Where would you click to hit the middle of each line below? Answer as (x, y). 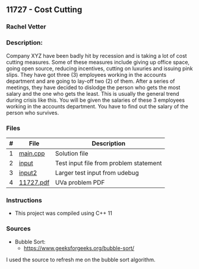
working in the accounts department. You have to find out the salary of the (97, 106)
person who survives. (33, 112)
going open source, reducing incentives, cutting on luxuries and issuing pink (99, 68)
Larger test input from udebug (97, 173)
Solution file (72, 153)
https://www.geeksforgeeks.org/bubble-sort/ (79, 248)
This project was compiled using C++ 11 (64, 213)
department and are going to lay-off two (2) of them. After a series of (91, 81)
